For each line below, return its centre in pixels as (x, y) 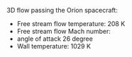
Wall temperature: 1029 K (54, 46)
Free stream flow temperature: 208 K (71, 24)
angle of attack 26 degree (55, 39)
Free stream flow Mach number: (64, 31)
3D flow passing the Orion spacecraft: (62, 10)
